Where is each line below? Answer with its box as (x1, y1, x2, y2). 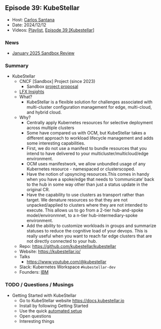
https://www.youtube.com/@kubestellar (26, 259, 107, 265)
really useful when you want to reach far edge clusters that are (26, 233, 152, 239)
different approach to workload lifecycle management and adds (26, 135, 154, 141)
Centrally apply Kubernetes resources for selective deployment (26, 120, 153, 126)
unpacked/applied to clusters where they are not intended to (26, 202, 148, 208)
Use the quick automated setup (19, 308, 82, 313)
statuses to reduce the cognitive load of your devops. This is (26, 228, 148, 234)
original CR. (26, 187, 50, 193)
